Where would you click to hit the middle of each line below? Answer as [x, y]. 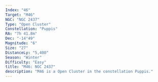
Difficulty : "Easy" [26, 62]
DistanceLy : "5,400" [27, 52]
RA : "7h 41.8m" [21, 34]
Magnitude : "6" [21, 43]
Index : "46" [18, 10]
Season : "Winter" [24, 57]
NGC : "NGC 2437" [22, 19]
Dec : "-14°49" [20, 39]
